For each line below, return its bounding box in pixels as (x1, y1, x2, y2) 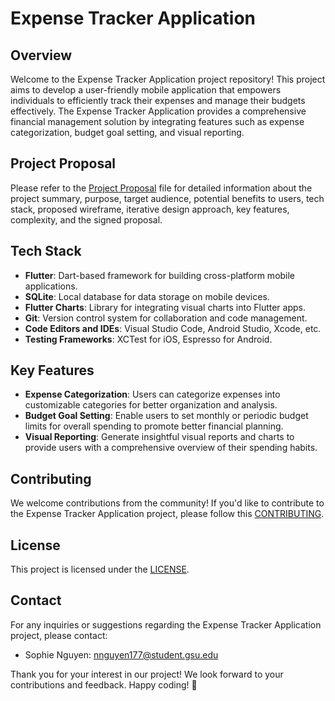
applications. (24, 280, 78, 292)
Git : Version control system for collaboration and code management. (24, 312, 308, 324)
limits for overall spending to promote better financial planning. (24, 420, 284, 432)
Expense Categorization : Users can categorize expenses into (24, 388, 281, 401)
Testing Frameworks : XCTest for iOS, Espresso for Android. (24, 333, 273, 345)
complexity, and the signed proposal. (10, 213, 163, 226)
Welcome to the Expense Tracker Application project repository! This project (10, 73, 326, 85)
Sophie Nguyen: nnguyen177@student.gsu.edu (24, 648, 219, 661)
